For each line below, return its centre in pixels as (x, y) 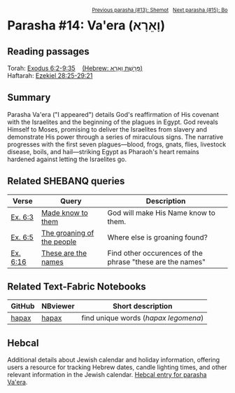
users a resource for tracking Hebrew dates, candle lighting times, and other (117, 367)
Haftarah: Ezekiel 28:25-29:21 (50, 76)
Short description (143, 306)
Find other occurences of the (155, 253)
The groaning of (67, 233)
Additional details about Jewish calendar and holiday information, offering (114, 360)
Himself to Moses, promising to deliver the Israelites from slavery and (107, 129)
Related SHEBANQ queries (66, 181)
